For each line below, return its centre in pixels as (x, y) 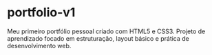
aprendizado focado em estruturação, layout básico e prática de (98, 38)
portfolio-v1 (41, 13)
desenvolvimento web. (39, 45)
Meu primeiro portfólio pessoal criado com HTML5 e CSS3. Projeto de (106, 31)
